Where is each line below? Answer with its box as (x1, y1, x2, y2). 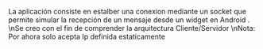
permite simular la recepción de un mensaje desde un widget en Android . (8, 15, 250, 24)
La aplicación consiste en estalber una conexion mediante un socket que (8, 7, 246, 16)
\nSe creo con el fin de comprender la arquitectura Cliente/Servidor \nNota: (8, 24, 256, 32)
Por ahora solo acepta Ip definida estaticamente (8, 32, 165, 41)
